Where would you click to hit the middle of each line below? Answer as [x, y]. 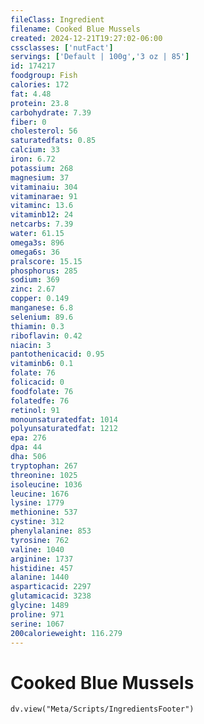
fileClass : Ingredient [57, 19]
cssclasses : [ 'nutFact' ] [62, 47]
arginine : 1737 [42, 559]
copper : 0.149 [40, 299]
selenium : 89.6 [42, 317]
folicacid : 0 [37, 382]
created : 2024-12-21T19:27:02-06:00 [86, 38]
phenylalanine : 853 [51, 531]
